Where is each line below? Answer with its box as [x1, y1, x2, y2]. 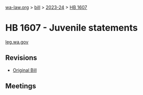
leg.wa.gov [5, 39, 29, 45]
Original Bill [12, 67, 37, 73]
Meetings [5, 82, 37, 90]
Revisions [5, 53, 37, 62]
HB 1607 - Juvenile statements [5, 22, 138, 34]
